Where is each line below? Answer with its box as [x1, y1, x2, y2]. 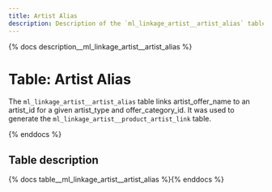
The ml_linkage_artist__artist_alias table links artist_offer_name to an [8, 96, 251, 106]
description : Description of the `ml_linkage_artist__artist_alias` [8, 19, 244, 28]
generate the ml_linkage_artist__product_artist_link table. [8, 114, 212, 124]
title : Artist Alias [8, 11, 79, 20]
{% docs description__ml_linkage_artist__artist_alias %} [8, 41, 193, 51]
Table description [8, 153, 99, 167]
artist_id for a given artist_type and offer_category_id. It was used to [8, 105, 235, 115]
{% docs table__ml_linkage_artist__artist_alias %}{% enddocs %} [8, 175, 225, 185]
